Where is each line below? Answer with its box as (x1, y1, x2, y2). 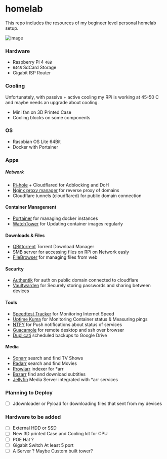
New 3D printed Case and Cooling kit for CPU (12, 431, 108, 437)
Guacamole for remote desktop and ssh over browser (12, 327, 124, 333)
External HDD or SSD (12, 425, 57, 431)
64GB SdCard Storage (12, 64, 57, 71)
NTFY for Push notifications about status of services (12, 322, 122, 328)
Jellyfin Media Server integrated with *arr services (12, 376, 118, 382)
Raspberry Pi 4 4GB (12, 59, 52, 65)
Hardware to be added (5, 414, 61, 421)
